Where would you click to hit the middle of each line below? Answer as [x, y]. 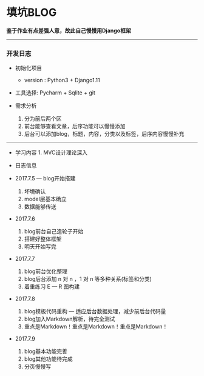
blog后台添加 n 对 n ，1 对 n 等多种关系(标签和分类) [88, 279]
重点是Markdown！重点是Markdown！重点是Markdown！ [96, 327]
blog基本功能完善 [46, 352]
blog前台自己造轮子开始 [54, 232]
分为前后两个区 [43, 119]
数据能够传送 [40, 207]
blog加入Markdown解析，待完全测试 [70, 319]
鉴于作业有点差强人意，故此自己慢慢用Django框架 [69, 30]
